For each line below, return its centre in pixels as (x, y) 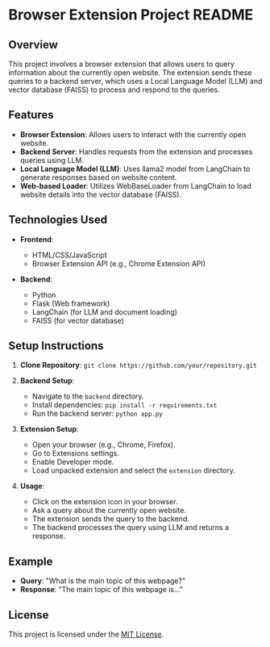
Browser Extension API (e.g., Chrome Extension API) (119, 263)
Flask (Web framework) (71, 303)
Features (31, 115)
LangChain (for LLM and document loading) (104, 311)
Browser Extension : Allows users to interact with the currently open (133, 134)
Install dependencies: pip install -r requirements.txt (125, 405)
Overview (33, 45)
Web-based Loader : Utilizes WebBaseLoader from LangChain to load (135, 186)
